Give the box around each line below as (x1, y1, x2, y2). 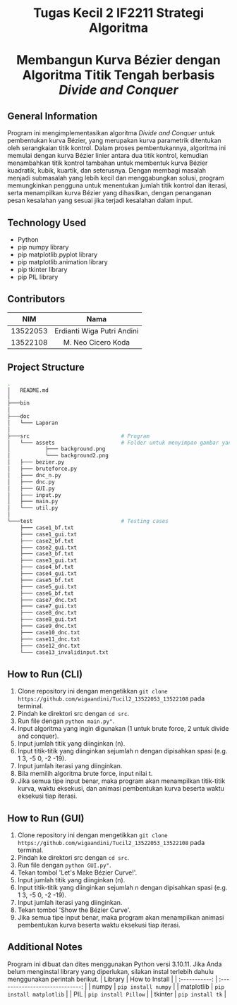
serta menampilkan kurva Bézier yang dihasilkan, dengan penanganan (7, 189, 212, 197)
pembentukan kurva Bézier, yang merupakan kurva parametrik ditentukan (7, 136, 221, 145)
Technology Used (7, 216, 87, 228)
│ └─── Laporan (7, 419, 59, 426)
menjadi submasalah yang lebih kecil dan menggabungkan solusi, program (7, 174, 224, 183)
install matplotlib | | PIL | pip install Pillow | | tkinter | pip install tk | (7, 989, 227, 998)
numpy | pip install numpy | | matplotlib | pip (92, 982, 224, 991)
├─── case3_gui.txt (20, 557, 78, 565)
